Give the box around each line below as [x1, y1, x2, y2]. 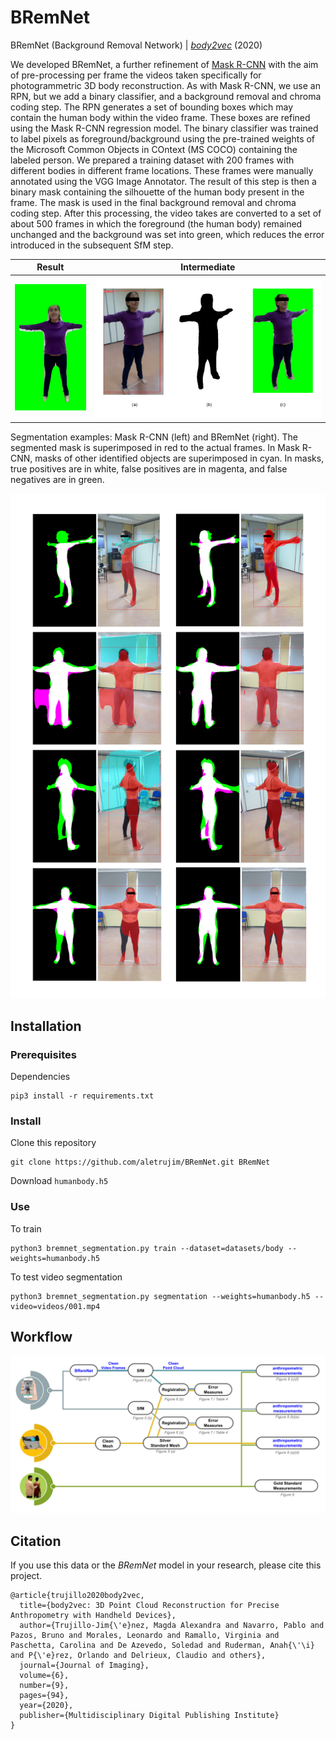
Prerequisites [10, 1047, 77, 1061]
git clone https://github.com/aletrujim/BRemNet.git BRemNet [10, 1157, 271, 1168]
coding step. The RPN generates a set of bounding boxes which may [10, 101, 294, 113]
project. [10, 1570, 43, 1582]
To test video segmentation [10, 1271, 123, 1283]
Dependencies [10, 1071, 71, 1083]
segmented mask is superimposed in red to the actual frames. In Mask [10, 441, 300, 453]
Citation [10, 1532, 62, 1550]
